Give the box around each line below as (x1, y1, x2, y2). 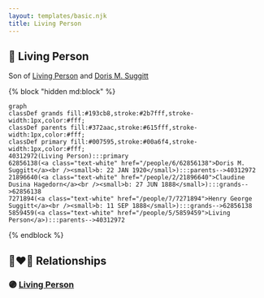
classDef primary (8, 138, 67, 146)
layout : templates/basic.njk (8, 11, 107, 20)
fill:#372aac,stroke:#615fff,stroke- (70, 123, 198, 132)
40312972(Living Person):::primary (8, 152, 129, 161)
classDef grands (8, 110, 63, 118)
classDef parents (8, 123, 67, 132)
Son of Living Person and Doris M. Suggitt (8, 71, 149, 81)
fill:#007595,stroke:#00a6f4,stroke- (70, 138, 198, 146)
